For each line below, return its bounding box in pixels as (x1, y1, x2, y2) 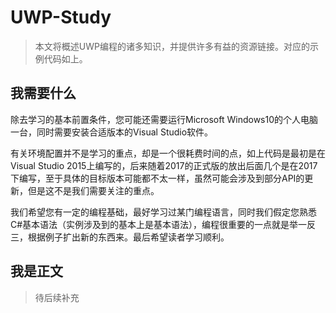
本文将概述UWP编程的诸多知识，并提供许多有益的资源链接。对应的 (34, 40, 310, 52)
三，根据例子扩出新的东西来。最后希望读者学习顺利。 (10, 231, 230, 243)
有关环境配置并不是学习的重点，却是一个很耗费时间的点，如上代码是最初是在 (10, 147, 326, 159)
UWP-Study (10, 6, 112, 29)
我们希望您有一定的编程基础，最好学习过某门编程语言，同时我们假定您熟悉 (10, 206, 317, 218)
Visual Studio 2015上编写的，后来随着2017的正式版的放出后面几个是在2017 (10, 159, 318, 171)
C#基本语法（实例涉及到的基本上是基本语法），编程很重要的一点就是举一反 (10, 218, 317, 230)
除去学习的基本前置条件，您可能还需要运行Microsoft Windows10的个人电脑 (10, 113, 319, 125)
